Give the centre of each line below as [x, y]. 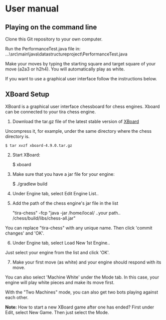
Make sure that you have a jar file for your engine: [63, 174]
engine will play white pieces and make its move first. [60, 282]
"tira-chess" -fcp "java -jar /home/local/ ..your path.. [66, 213]
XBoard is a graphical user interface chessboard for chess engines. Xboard [83, 106]
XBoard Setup [27, 95]
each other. [17, 297]
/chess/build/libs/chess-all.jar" [44, 218]
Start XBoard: [26, 155]
